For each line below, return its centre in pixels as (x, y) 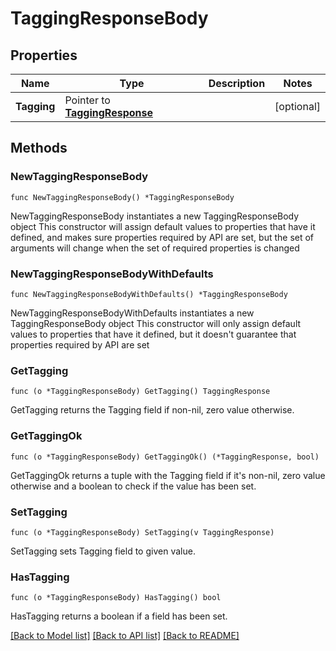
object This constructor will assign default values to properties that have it (163, 226)
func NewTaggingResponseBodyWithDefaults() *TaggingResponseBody (149, 294)
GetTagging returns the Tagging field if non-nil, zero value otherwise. (152, 410)
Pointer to (87, 100)
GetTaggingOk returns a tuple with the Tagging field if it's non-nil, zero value (168, 475)
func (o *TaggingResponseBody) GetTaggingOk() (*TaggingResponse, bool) (165, 457)
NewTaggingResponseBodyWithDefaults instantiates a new (132, 313)
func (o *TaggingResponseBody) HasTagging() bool (116, 598)
